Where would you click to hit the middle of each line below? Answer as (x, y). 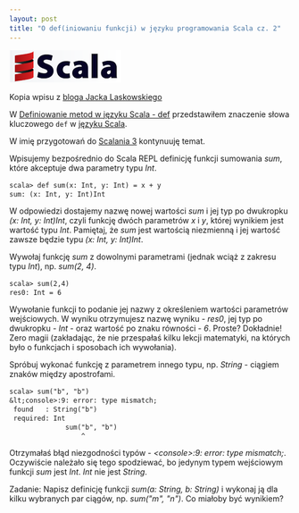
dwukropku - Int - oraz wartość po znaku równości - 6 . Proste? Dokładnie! (146, 328)
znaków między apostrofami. (62, 374)
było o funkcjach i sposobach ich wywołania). (93, 347)
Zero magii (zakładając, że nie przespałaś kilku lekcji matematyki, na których (150, 337)
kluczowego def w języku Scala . (68, 123)
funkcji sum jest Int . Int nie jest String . (78, 471)
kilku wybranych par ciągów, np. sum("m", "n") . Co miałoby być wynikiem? (146, 498)
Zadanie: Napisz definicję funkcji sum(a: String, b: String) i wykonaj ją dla (144, 489)
